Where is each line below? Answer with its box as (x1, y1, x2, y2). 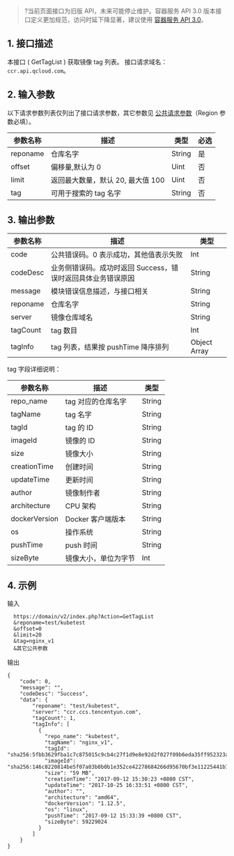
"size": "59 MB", (44, 770, 95, 777)
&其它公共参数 (13, 645, 48, 652)
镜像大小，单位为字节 (65, 553, 136, 563)
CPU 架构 (65, 501, 96, 511)
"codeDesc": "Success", (19, 690, 89, 698)
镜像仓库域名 (51, 313, 93, 323)
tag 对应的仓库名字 (65, 397, 127, 406)
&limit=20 (13, 632, 42, 639)
